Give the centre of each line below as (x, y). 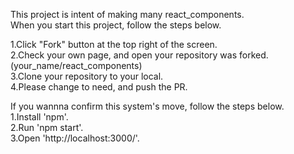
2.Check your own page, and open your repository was (124, 55)
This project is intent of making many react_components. (127, 14)
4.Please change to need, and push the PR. (99, 87)
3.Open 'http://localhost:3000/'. (75, 138)
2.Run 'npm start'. (47, 127)
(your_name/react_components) (76, 65)
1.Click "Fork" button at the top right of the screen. (114, 44)
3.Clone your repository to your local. (87, 76)
